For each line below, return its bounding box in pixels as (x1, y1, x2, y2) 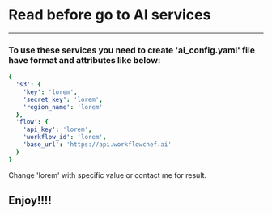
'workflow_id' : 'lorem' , (23, 133, 107, 141)
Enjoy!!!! (8, 194, 53, 208)
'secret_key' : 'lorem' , (23, 95, 104, 103)
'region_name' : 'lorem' (23, 103, 104, 111)
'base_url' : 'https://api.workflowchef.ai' (23, 141, 172, 149)
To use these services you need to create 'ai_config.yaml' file (8, 44, 255, 56)
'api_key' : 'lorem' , (23, 125, 92, 134)
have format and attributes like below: (8, 54, 161, 65)
